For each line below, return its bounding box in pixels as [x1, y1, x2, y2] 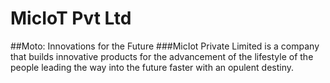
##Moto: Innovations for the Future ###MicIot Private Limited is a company [10, 40, 320, 52]
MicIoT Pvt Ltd [10, 7, 132, 30]
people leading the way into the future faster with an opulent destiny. [10, 61, 295, 73]
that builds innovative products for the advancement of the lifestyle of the [10, 50, 314, 62]
